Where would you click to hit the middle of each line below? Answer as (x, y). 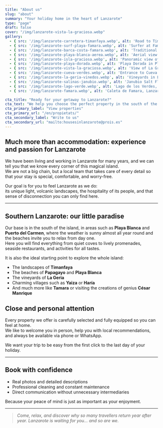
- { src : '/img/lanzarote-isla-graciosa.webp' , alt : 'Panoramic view (81, 59)
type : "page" (18, 23)
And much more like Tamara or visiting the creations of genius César (81, 288)
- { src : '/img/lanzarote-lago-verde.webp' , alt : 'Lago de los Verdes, (83, 86)
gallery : (14, 37)
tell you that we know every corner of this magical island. (62, 166)
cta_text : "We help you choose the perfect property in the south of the (81, 104)
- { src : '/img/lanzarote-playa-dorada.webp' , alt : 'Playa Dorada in (81, 64)
